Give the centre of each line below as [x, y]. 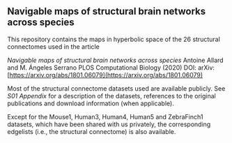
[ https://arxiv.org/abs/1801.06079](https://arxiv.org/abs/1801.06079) [105, 75]
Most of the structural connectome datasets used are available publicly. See [116, 88]
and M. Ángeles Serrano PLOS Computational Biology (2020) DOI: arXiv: [111, 67]
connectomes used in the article [53, 46]
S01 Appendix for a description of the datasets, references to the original [111, 96]
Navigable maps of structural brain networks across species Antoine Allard [116, 60]
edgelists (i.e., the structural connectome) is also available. [92, 131]
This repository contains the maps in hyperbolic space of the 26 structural [114, 39]
